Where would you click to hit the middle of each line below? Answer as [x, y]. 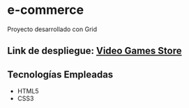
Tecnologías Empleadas [60, 74]
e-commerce [46, 10]
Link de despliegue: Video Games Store [94, 51]
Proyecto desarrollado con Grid [52, 29]
